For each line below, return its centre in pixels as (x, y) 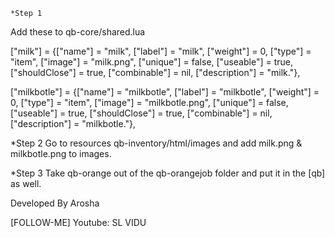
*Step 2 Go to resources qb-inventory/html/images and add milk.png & (156, 143)
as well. (26, 183)
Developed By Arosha (55, 203)
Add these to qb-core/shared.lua (78, 32)
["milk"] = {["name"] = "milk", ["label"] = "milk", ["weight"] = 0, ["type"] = (161, 51)
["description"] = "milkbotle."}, (73, 123)
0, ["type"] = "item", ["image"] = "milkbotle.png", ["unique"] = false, (149, 102)
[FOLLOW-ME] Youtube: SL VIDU (78, 222)
